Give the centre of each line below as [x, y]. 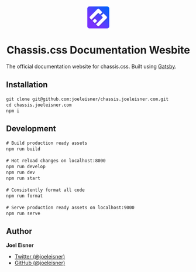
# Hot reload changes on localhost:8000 [56, 161]
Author [19, 231]
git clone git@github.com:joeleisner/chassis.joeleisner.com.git [87, 99]
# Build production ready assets [47, 143]
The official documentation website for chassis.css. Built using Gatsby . [91, 66]
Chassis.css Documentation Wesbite [98, 50]
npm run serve [23, 213]
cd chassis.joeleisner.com [39, 105]
